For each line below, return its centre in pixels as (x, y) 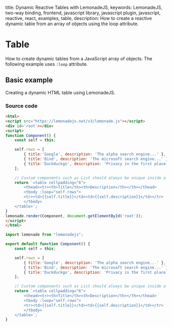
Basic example (29, 80)
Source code (21, 106)
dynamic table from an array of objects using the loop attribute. (72, 24)
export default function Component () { (48, 244)
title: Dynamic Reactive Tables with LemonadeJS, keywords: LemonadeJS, (84, 7)
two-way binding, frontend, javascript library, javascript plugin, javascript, (83, 13)
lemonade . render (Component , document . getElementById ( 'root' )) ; (74, 216)
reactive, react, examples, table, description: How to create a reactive (79, 18)
